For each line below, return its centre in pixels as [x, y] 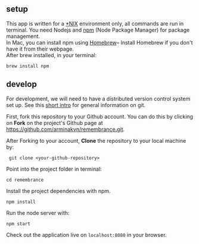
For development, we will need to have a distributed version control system [98, 98]
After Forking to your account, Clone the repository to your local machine [96, 140]
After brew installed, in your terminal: [52, 55]
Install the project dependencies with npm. [59, 191]
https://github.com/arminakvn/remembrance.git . [66, 129]
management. [23, 36]
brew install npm [28, 66]
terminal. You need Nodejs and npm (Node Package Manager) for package [98, 30]
